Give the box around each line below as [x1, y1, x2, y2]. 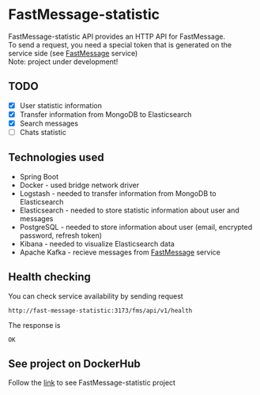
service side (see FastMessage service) [8, 48, 138, 58]
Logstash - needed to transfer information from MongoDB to [19, 188, 217, 198]
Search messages [19, 118, 79, 128]
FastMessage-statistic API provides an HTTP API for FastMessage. [8, 32, 225, 41]
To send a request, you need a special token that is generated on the [8, 39, 232, 49]
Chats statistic [19, 127, 67, 137]
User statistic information [19, 100, 103, 110]
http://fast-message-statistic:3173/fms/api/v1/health [8, 307, 193, 314]
